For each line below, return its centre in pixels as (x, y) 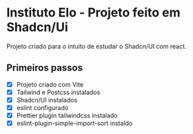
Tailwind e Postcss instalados (58, 92)
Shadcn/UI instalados (47, 100)
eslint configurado (42, 107)
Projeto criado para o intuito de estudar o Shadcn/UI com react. (96, 46)
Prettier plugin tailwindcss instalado (67, 115)
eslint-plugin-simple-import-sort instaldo (74, 123)
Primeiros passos (45, 68)
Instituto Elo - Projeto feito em (93, 13)
